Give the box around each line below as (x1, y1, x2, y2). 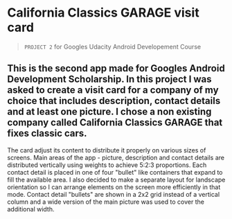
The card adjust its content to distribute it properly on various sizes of (7, 146, 206, 154)
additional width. (7, 204, 55, 213)
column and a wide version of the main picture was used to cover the (7, 198, 204, 206)
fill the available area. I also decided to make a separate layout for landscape (7, 175, 226, 184)
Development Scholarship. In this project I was (7, 73, 213, 85)
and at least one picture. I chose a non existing (7, 106, 212, 118)
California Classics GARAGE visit (7, 5, 199, 21)
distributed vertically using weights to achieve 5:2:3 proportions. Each (7, 161, 207, 169)
